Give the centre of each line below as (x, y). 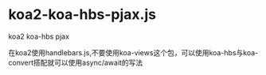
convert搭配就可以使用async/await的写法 (76, 62)
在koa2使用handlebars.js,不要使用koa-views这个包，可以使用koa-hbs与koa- (133, 52)
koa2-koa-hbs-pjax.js (82, 15)
